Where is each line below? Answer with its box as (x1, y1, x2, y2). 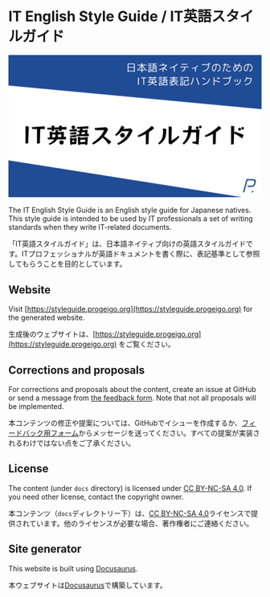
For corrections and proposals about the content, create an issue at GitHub (8, 385, 257, 395)
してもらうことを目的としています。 (8, 259, 127, 269)
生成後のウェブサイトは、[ (8, 329, 96, 339)
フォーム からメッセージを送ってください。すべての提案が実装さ (50, 428, 260, 438)
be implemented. (8, 402, 64, 411)
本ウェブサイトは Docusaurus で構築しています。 (8, 580, 167, 590)
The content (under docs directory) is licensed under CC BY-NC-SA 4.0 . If (8, 483, 252, 493)
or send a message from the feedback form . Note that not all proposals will (8, 393, 257, 403)
